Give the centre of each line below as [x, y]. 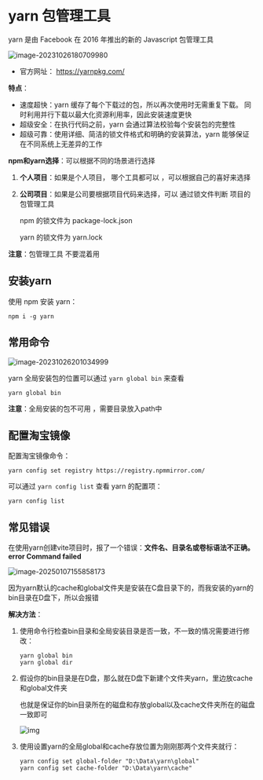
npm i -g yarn [31, 316]
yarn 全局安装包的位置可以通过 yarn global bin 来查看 [96, 378]
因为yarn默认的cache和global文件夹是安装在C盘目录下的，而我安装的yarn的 [131, 588]
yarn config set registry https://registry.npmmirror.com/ [107, 471]
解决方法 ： [26, 614]
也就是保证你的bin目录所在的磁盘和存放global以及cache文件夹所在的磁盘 [137, 705]
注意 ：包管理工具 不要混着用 [54, 254]
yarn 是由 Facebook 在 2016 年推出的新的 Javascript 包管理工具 [111, 39]
